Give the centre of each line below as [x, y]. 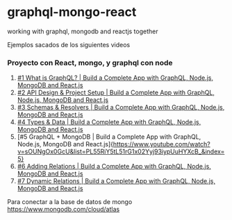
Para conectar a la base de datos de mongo [70, 202]
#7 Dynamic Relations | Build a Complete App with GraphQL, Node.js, [116, 181]
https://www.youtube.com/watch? [161, 144]
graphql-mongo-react [72, 12]
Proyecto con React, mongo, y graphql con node [90, 62]
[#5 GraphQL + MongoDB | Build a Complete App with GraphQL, [109, 137]
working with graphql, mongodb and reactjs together [83, 31]
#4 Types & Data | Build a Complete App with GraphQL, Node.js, [109, 122]
